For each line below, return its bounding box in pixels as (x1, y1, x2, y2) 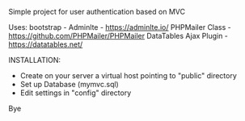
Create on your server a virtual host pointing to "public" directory (19, 71, 237, 80)
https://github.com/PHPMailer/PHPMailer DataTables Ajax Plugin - (8, 31, 229, 40)
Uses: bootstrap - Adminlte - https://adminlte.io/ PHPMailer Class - (8, 23, 232, 31)
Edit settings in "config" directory (19, 88, 132, 98)
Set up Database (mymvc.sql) (19, 80, 119, 89)
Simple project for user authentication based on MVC (8, 7, 186, 16)
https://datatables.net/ (8, 40, 83, 49)
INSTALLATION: (8, 56, 61, 65)
